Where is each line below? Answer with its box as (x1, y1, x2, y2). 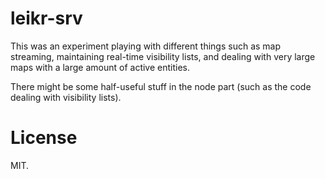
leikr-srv (10, 7, 83, 30)
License (10, 127, 78, 149)
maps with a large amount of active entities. (10, 61, 191, 73)
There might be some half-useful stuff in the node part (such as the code (10, 80, 312, 92)
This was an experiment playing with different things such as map (10, 40, 282, 52)
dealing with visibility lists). (10, 91, 122, 103)
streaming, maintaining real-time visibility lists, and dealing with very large (10, 50, 316, 62)
